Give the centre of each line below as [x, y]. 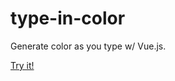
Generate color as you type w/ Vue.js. [88, 46]
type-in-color [68, 18]
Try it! [22, 65]
